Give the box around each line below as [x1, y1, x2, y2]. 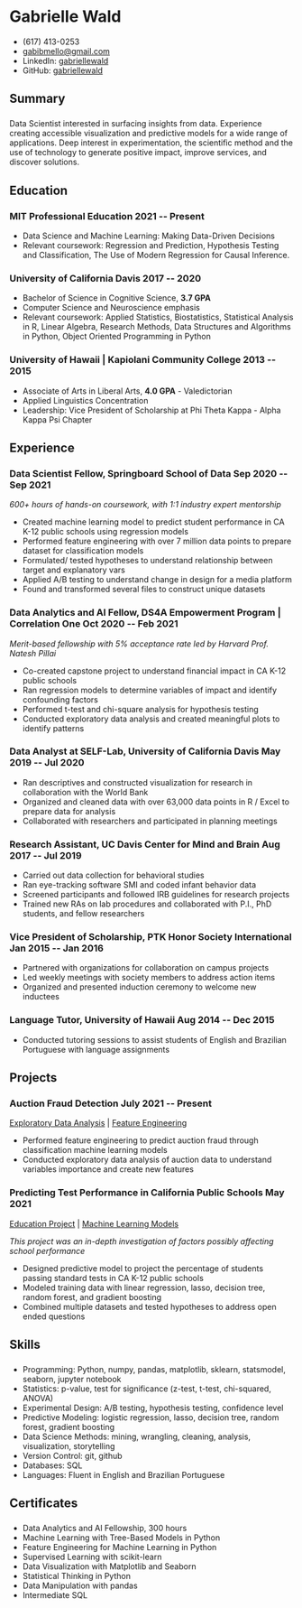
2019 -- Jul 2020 [9, 757, 85, 769]
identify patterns [22, 722, 85, 733]
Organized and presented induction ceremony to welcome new [22, 981, 257, 992]
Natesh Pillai [9, 647, 57, 658]
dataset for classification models [22, 545, 144, 556]
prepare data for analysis [22, 805, 116, 816]
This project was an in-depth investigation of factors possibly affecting [9, 1235, 274, 1247]
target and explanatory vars [22, 564, 126, 575]
